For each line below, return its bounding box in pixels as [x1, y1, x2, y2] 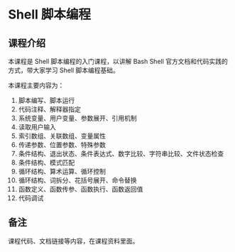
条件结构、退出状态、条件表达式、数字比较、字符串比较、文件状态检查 [18, 150, 224, 158]
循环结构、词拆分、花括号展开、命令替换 [18, 176, 137, 185]
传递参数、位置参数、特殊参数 [18, 141, 106, 149]
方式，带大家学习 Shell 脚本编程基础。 [8, 66, 120, 75]
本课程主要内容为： [8, 81, 65, 89]
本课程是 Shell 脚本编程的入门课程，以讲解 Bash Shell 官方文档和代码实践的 [8, 57, 228, 65]
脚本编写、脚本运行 [18, 97, 75, 104]
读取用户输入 [18, 123, 56, 131]
